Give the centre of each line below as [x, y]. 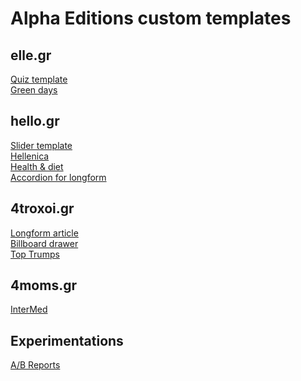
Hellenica [30, 156]
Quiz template [39, 79]
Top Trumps [35, 254]
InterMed [29, 309]
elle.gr [31, 55]
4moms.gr [44, 285]
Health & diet [37, 166]
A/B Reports [35, 365]
